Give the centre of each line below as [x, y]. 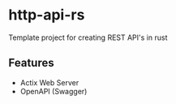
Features [31, 63]
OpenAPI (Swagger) [54, 91]
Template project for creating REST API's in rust [88, 37]
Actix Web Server [49, 82]
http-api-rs [47, 15]
